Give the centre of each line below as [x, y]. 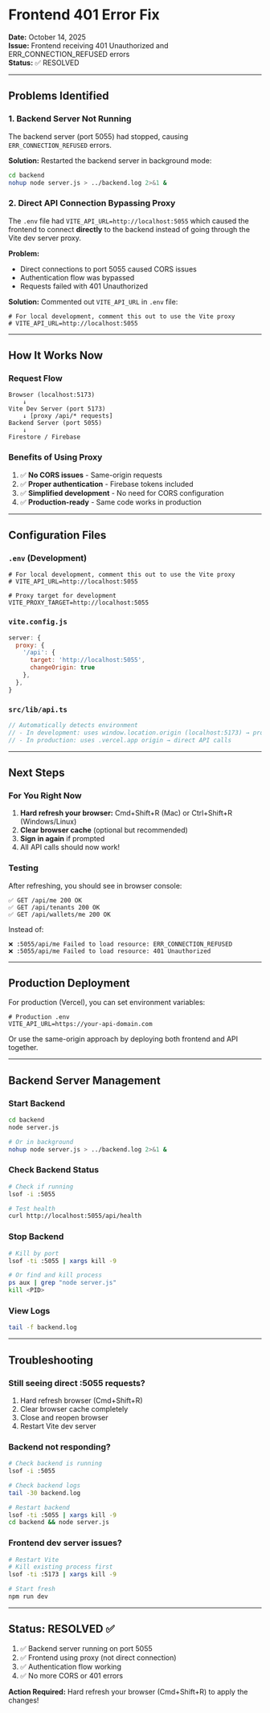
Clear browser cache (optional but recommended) [104, 830]
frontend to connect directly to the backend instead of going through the [129, 229]
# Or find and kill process [55, 1275]
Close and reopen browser [64, 1417]
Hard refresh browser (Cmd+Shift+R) [81, 1400]
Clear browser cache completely [74, 1408]
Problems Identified [59, 96]
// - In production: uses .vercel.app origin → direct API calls [120, 740]
